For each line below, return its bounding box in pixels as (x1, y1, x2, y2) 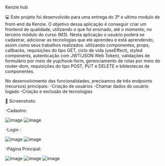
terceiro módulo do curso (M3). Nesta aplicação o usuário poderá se (5, 32, 145, 38)
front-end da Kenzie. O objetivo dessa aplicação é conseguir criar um (5, 21, 147, 27)
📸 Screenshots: (5, 98, 36, 104)
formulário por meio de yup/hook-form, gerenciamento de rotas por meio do (5, 58, 161, 64)
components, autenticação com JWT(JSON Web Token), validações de (5, 53, 150, 58)
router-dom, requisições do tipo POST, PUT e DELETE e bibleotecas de (5, 63, 150, 69)
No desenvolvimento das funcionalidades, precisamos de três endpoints (5, 78, 152, 83)
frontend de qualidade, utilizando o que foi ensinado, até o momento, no (5, 27, 152, 32)
